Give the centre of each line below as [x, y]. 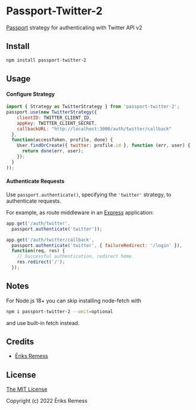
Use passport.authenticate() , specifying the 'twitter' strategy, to [89, 194]
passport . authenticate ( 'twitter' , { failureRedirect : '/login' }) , [97, 245]
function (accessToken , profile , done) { [62, 140]
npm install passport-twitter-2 [46, 60]
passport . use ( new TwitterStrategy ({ [52, 112]
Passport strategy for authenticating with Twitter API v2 [74, 27]
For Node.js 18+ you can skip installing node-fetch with [74, 301]
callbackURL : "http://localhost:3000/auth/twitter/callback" [94, 129]
